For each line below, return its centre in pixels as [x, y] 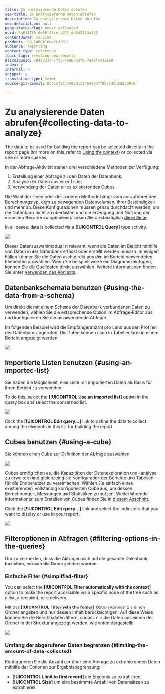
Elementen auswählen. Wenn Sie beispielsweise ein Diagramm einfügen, [79, 261]
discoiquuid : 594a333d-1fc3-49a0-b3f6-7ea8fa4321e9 [59, 60]
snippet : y [16, 74]
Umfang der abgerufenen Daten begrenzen [58, 645]
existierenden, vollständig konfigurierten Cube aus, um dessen [69, 488]
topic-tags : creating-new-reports [41, 56]
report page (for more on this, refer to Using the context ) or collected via [79, 152]
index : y [14, 65]
